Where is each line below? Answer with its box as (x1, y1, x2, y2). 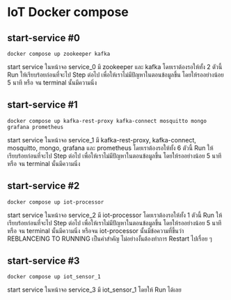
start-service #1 (7, 99, 78, 111)
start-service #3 (7, 255, 80, 267)
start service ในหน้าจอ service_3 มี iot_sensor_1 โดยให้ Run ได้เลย (7, 285, 182, 294)
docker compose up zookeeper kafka (7, 50, 111, 57)
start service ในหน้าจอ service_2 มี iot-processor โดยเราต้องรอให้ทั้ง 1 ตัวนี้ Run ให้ (7, 211, 223, 219)
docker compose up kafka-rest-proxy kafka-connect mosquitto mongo (7, 117, 207, 124)
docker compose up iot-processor (7, 198, 104, 206)
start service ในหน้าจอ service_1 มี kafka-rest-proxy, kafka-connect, (7, 135, 197, 144)
